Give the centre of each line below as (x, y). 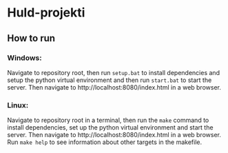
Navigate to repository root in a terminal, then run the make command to (108, 120)
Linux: (18, 105)
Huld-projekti (46, 13)
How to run (31, 38)
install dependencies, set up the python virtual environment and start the (110, 127)
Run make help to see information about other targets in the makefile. (105, 142)
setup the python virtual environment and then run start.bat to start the (110, 80)
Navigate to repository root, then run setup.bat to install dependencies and (114, 72)
